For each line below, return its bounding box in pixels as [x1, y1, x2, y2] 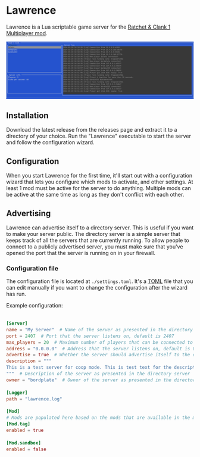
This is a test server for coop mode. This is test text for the [6, 365, 171, 371]
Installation [6, 110, 49, 120]
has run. [6, 290, 27, 298]
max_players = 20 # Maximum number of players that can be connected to [6, 339, 193, 346]
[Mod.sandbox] [6, 440, 42, 446]
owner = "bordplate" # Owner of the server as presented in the [6, 377, 171, 383]
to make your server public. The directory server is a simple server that [6, 230, 180, 237]
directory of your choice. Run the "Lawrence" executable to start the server [6, 132, 192, 140]
